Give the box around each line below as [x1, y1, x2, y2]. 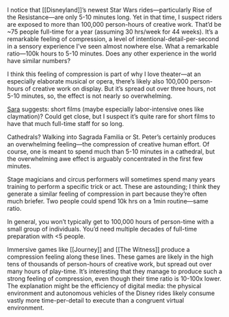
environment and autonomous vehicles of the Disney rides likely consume [7, 289, 215, 297]
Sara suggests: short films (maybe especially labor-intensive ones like [7, 105, 204, 113]
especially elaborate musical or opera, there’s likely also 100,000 [7, 77, 189, 85]
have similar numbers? [7, 57, 70, 64]
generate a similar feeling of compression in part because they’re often [7, 190, 207, 198]
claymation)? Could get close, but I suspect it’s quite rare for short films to [7, 112, 215, 121]
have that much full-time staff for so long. [7, 120, 124, 127]
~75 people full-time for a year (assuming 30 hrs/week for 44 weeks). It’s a [7, 27, 219, 36]
